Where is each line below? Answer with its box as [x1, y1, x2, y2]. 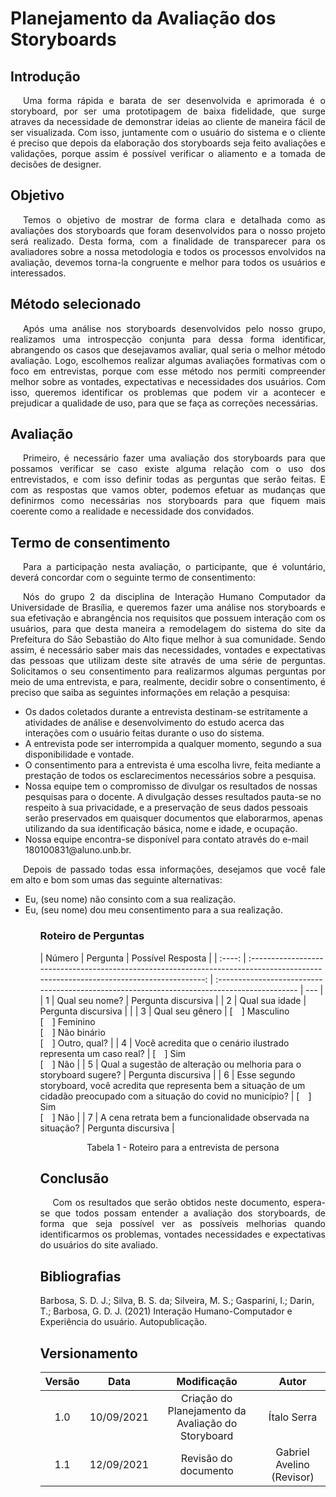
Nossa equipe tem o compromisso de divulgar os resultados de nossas [24, 780, 318, 792]
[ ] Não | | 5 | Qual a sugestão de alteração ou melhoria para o [39, 1058, 302, 1070]
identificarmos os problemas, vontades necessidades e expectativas [39, 1228, 326, 1241]
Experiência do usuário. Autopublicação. [39, 1316, 208, 1328]
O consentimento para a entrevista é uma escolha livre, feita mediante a [24, 759, 322, 771]
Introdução [10, 68, 81, 85]
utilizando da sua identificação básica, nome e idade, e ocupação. [24, 823, 298, 835]
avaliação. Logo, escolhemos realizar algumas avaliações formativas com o [10, 354, 326, 366]
